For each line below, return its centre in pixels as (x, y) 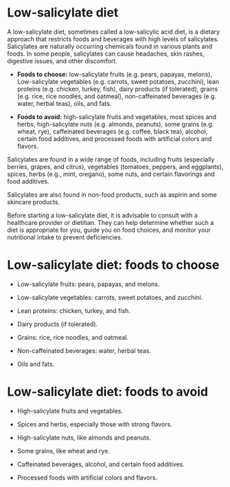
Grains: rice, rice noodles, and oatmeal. (73, 337)
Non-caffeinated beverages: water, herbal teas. (84, 350)
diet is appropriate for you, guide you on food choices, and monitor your (109, 230)
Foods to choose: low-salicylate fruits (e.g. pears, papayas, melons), (115, 74)
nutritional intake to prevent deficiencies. (65, 237)
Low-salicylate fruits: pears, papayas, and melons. (88, 284)
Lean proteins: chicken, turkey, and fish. (73, 310)
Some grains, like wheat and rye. (63, 451)
